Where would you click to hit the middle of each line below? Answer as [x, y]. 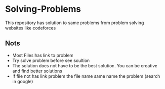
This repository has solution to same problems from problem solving [75, 23]
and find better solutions [37, 71]
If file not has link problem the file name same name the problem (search [86, 76]
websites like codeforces [30, 28]
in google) [22, 81]
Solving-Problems [43, 9]
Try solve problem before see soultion [51, 60]
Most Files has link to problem [43, 55]
